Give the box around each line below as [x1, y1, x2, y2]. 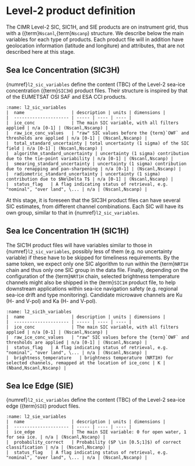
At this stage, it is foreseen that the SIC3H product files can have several [6, 196, 181, 203]
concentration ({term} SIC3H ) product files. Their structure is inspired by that [6, 87, 188, 94]
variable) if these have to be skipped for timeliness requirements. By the [6, 254, 179, 261]
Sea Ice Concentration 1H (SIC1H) [6, 226, 130, 236]
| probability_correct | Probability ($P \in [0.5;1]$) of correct [6, 440, 182, 446]
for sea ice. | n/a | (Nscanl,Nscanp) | [6, 434, 106, 440]
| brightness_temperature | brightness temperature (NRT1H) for [6, 355, 174, 361]
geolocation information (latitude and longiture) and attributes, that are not [6, 42, 185, 49]
